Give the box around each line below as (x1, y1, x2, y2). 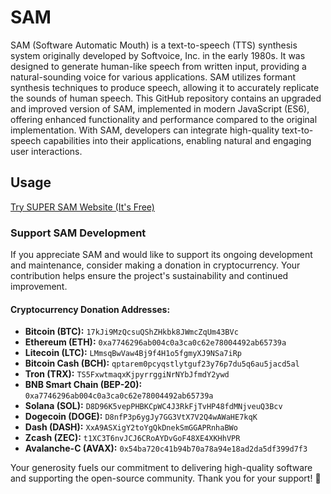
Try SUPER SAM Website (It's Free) (10, 201, 155, 213)
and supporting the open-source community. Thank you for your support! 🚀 (10, 472, 322, 485)
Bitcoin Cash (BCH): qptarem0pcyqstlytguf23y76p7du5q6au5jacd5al (24, 357, 300, 370)
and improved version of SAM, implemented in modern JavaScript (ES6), (10, 102, 310, 115)
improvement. (10, 281, 68, 293)
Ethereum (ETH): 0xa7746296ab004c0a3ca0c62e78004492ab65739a (24, 336, 287, 348)
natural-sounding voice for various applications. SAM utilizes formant (10, 71, 297, 83)
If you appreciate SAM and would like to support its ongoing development (10, 249, 313, 261)
